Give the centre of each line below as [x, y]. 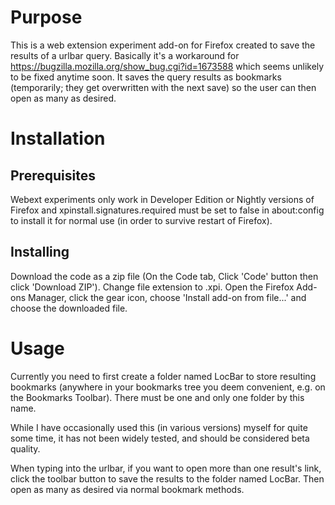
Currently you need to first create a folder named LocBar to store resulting [163, 376]
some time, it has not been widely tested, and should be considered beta [160, 438]
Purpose [46, 17]
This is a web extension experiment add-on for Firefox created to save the [163, 45]
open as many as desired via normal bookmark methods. [127, 489]
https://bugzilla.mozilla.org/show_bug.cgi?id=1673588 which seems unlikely [167, 66]
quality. [25, 448]
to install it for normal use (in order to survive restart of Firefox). [141, 220]
